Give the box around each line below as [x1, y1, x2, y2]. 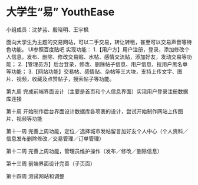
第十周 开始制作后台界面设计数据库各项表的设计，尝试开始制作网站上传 [6, 107, 178, 115]
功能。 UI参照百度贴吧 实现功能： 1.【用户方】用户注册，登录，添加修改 [11, 45, 184, 53]
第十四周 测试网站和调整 [6, 172, 65, 180]
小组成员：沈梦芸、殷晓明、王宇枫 [6, 26, 89, 33]
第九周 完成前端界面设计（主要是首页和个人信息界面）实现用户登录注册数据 [6, 88, 189, 95]
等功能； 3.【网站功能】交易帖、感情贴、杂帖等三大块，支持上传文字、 [6, 68, 178, 75]
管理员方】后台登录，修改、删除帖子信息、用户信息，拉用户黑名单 [27, 60, 188, 68]
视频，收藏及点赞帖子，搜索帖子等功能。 [16, 75, 115, 82]
